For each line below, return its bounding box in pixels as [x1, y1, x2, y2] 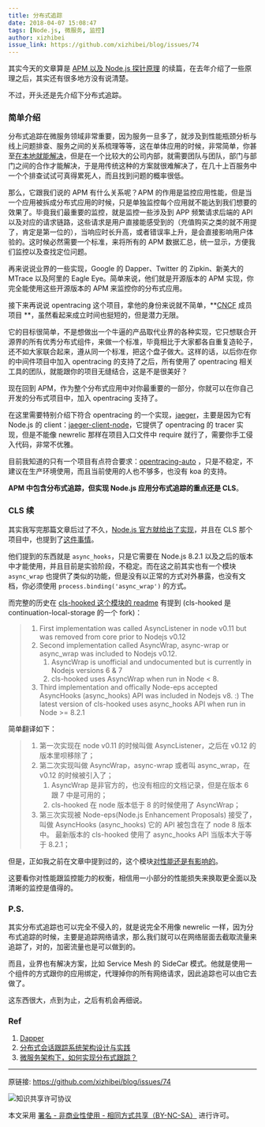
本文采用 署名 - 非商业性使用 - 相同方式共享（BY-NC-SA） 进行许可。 [8, 1110, 234, 1120]
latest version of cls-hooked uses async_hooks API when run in [39, 699, 246, 709]
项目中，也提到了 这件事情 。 [8, 535, 99, 544]
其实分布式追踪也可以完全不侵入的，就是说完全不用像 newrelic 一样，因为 [8, 922, 247, 932]
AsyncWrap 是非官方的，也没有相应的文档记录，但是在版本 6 [50, 780, 249, 789]
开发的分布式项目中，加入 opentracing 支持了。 [8, 393, 162, 403]
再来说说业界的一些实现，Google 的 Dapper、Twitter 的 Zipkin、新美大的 [8, 264, 244, 274]
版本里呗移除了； [39, 751, 95, 760]
